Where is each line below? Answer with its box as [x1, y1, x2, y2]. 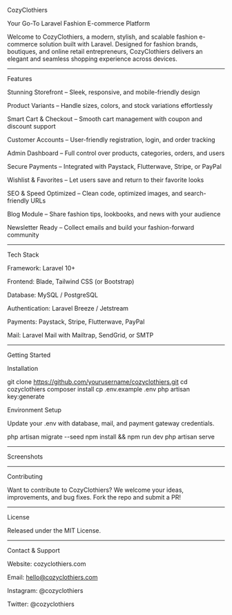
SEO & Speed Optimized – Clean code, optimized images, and [7, 190, 183, 197]
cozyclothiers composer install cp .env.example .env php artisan [7, 385, 190, 393]
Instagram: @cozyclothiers [7, 587, 84, 594]
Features [7, 75, 32, 82]
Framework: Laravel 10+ [7, 264, 76, 272]
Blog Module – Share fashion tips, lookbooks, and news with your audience [7, 210, 221, 218]
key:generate [7, 392, 45, 401]
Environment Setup [7, 406, 62, 414]
